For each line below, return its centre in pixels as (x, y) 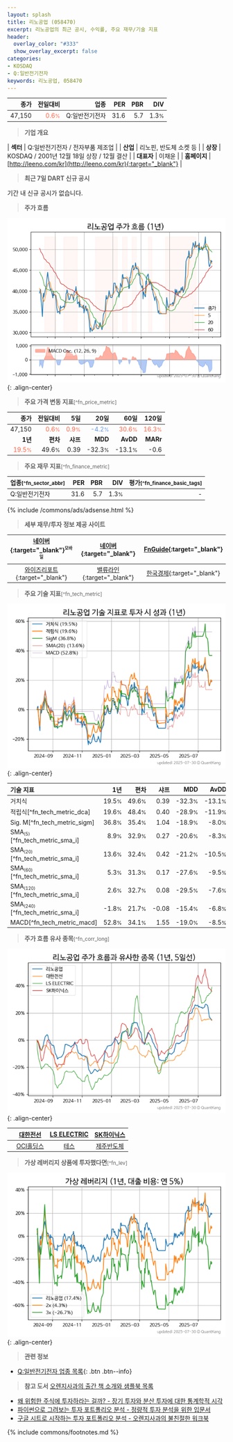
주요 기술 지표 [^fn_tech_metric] (63, 594)
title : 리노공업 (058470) (42, 22)
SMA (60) (21, 869)
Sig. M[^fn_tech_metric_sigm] (52, 822)
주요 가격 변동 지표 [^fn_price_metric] (70, 402)
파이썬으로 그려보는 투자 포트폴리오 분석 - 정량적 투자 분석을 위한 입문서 (114, 1410)
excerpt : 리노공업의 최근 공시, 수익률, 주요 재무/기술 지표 (83, 29)
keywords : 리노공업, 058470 (45, 81)
